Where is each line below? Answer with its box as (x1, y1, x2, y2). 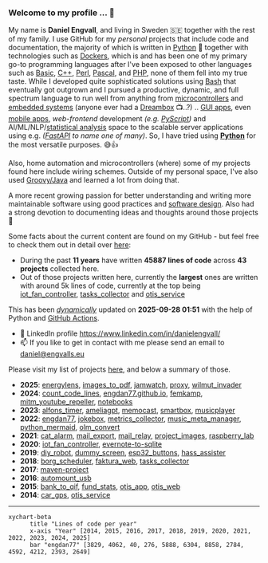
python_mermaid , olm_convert (19, 423, 120, 432)
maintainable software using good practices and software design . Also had (8, 199, 254, 209)
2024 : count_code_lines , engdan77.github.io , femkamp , (19, 388, 203, 398)
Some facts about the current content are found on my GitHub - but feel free (8, 231, 259, 242)
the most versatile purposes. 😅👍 (8, 140, 119, 150)
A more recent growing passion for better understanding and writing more (8, 191, 251, 200)
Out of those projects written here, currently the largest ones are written (19, 273, 258, 282)
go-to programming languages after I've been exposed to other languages (8, 60, 253, 69)
